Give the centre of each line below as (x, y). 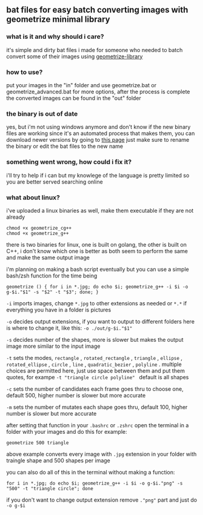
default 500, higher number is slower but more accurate (76, 395)
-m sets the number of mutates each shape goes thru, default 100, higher (97, 407)
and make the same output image (48, 257)
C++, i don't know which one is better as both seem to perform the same (97, 251)
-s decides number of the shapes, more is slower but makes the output (95, 339)
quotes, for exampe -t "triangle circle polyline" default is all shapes (98, 377)
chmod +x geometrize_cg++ (39, 228)
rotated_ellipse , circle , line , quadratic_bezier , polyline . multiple (94, 364)
